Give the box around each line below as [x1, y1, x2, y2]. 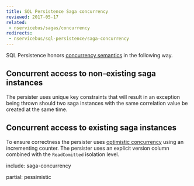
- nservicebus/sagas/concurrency [8, 25, 91, 31]
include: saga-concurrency [6, 162, 71, 169]
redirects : [6, 30, 33, 36]
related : [6, 19, 27, 25]
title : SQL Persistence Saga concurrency [6, 8, 109, 15]
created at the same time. [6, 106, 68, 113]
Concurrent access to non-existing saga [6, 68, 156, 79]
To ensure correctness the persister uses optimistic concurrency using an [6, 138, 184, 145]
